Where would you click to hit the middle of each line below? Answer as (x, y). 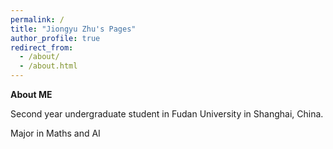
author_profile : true (55, 38)
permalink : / (37, 19)
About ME (31, 94)
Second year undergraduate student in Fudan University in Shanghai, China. (167, 114)
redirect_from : (42, 47)
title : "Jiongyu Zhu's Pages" (73, 29)
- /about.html (48, 66)
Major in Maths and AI (55, 133)
